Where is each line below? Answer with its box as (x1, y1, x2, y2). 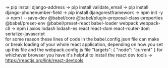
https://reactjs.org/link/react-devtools (5, 57, 84, 63)
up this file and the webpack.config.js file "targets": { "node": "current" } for (5, 47, 163, 52)
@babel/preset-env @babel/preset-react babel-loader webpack (5, 20, 139, 26)
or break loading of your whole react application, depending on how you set (5, 41, 163, 47)
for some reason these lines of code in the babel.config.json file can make (5, 36, 159, 42)
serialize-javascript (5, 31, 45, 36)
